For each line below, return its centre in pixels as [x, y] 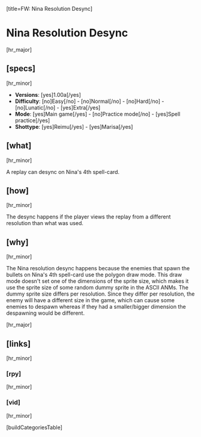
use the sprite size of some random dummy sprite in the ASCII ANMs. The [97, 288]
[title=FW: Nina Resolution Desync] [49, 9]
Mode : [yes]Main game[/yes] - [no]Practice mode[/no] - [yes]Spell [97, 114]
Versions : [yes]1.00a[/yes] [48, 95]
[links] [19, 343]
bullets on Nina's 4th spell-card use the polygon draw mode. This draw [94, 275]
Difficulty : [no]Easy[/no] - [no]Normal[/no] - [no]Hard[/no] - [89, 101]
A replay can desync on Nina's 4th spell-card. [63, 172]
